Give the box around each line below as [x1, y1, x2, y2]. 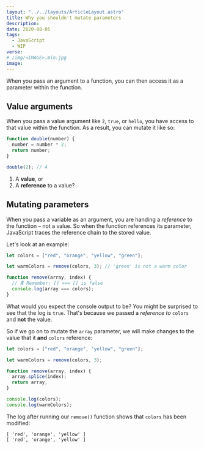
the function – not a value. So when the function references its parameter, [6, 222, 192, 230]
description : [6, 20, 40, 26]
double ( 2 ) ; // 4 [6, 164, 48, 170]
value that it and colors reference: [6, 334, 93, 341]
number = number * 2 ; [12, 141, 67, 148]
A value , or [15, 175, 44, 183]
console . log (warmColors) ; [6, 402, 72, 408]
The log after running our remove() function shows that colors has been [6, 413, 187, 420]
